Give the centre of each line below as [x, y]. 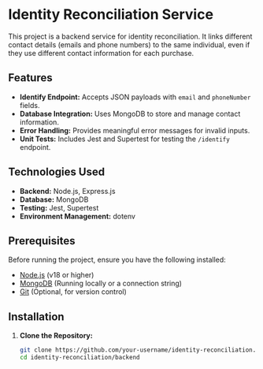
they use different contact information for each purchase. [101, 53]
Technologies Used [56, 172]
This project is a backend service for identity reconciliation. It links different [130, 36]
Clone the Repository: [56, 336]
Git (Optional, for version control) [73, 292]
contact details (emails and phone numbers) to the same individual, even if [129, 44]
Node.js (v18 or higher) [57, 275]
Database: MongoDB [54, 199]
